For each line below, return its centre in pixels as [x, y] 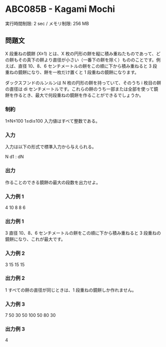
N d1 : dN [14, 157]
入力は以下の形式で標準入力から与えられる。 [51, 147]
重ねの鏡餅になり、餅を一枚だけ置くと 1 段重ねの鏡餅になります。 [72, 72]
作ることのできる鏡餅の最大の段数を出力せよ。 [53, 182]
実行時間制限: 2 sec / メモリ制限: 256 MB [47, 23]
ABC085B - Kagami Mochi [60, 9]
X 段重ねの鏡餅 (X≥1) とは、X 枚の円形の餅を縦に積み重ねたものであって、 [81, 54]
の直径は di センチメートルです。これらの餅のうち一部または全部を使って [80, 89]
